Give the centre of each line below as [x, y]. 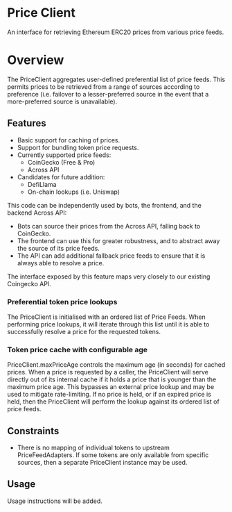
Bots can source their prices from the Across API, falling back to [109, 226]
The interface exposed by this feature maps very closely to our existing [109, 276]
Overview [36, 60]
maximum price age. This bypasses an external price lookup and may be [111, 387]
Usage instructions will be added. [55, 501]
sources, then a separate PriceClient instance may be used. [102, 463]
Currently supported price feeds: [64, 155]
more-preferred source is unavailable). [62, 101]
